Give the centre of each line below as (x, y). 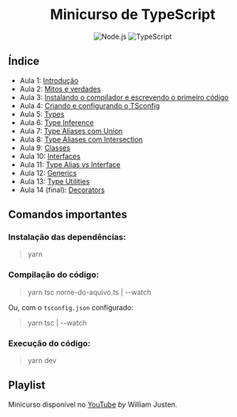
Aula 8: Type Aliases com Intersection (81, 139)
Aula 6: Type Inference (56, 122)
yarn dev (42, 361)
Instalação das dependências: (67, 237)
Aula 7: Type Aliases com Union (71, 131)
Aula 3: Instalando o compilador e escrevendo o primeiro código (124, 97)
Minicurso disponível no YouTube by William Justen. (93, 404)
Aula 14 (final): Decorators (62, 190)
